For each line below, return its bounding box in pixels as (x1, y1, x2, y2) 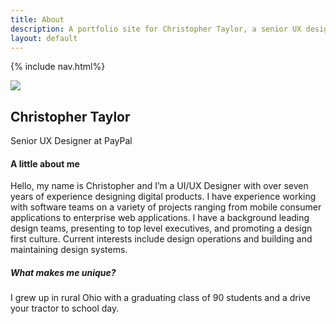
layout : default (10, 33, 78, 43)
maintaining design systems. (10, 244, 128, 256)
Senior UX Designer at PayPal (10, 135, 133, 147)
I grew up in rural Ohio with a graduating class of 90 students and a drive (10, 292, 311, 304)
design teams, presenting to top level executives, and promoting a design (10, 222, 313, 235)
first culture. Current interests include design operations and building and (10, 233, 313, 245)
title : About (10, 14, 65, 25)
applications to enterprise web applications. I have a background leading (10, 212, 310, 224)
